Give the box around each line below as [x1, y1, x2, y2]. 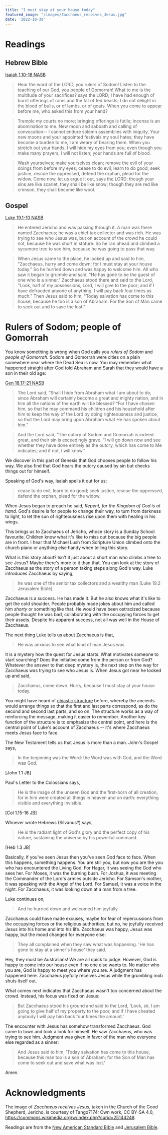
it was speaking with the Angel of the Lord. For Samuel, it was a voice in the [5, 881, 162, 887]
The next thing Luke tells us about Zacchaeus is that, [5, 632, 114, 638]
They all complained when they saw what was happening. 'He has [17, 942, 154, 948]
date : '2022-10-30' [5, 17, 46, 22]
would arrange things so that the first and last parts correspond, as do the [5, 703, 158, 709]
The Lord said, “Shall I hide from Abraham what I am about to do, [17, 390, 152, 396]
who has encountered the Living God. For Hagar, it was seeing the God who [5, 865, 162, 871]
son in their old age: [5, 370, 47, 376]
